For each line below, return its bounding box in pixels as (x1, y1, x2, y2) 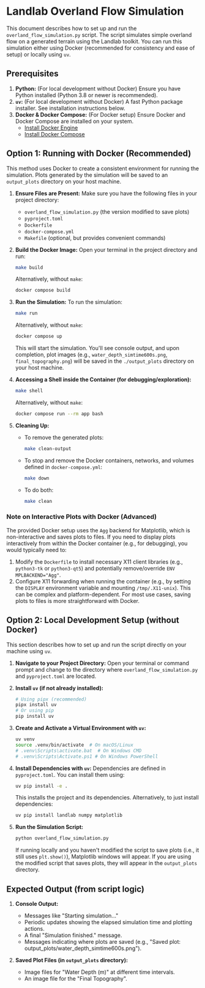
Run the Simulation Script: (15, 823, 84, 831)
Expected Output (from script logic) (6, 884, 145, 894)
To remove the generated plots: (24, 434, 104, 441)
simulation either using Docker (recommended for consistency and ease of (6, 44, 195, 52)
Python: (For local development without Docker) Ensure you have (15, 85, 181, 92)
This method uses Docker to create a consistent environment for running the (6, 165, 199, 172)
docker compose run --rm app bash (15, 410, 103, 417)
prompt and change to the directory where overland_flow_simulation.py (15, 666, 198, 673)
